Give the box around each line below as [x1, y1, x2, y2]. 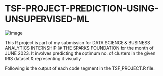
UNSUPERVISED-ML [5, 13, 90, 25]
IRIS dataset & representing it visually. [5, 55, 82, 61]
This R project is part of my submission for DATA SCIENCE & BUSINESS [5, 39, 151, 45]
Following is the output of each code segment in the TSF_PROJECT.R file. [5, 65, 155, 71]
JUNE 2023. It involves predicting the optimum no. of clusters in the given [5, 50, 156, 56]
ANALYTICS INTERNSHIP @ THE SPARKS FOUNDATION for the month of [5, 45, 154, 51]
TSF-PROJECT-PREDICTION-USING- [5, 3, 159, 14]
